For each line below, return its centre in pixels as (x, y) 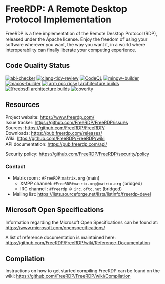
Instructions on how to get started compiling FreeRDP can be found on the (83, 271)
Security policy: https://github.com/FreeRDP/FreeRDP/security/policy (77, 154)
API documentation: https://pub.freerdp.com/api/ (56, 144)
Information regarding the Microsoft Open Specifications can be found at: (82, 222)
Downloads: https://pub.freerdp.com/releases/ (54, 133)
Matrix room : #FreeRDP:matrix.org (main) (56, 177)
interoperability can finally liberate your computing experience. (71, 50)
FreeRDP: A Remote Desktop (66, 9)
